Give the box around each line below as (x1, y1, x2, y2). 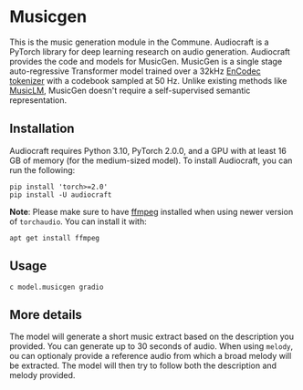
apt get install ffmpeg (9, 233, 100, 242)
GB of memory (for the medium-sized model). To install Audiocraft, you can (9, 155, 293, 166)
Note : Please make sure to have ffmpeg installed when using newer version (9, 206, 294, 217)
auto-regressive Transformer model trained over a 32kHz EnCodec (9, 66, 262, 77)
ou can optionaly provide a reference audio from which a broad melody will (9, 351, 292, 362)
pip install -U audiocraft (9, 190, 112, 200)
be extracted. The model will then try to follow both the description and (9, 360, 277, 371)
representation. (9, 94, 67, 106)
